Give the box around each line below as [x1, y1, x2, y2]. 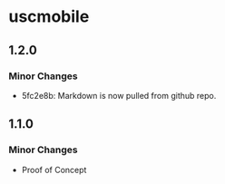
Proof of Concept [21, 164, 87, 175]
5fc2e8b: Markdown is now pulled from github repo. [21, 90, 217, 101]
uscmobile [8, 6, 90, 27]
